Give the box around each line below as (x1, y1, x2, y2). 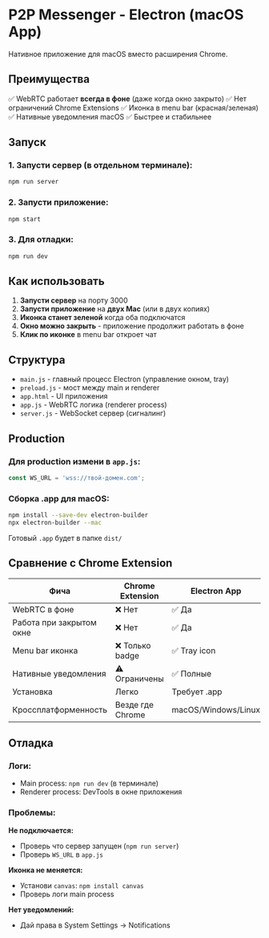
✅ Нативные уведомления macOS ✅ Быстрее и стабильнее (8, 112, 212, 121)
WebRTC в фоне (12, 603, 74, 615)
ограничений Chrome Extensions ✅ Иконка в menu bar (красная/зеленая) (8, 103, 259, 112)
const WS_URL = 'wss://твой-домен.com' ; (8, 473, 146, 482)
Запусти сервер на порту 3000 (19, 295, 128, 306)
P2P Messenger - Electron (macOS (8, 6, 244, 24)
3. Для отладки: (8, 234, 74, 246)
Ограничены (114, 672, 164, 684)
